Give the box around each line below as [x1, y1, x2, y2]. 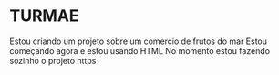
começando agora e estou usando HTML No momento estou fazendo [9, 45, 271, 56]
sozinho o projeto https [9, 55, 97, 66]
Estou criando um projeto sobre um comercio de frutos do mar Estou [9, 36, 267, 47]
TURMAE [9, 5, 79, 27]
